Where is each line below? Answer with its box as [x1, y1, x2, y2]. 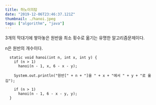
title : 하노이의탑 [5, 7, 38, 12]
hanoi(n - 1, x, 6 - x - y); [18, 64, 78, 69]
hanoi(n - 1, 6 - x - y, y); [18, 91, 78, 96]
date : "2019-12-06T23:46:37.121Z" [5, 12, 76, 17]
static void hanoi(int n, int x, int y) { [9, 55, 97, 60]
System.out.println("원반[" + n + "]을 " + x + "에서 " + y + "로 [14, 73, 146, 79]
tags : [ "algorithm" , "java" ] [5, 21, 65, 26]
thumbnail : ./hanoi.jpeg [5, 16, 56, 21]
